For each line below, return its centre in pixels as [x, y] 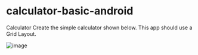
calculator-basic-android [70, 11]
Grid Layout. [21, 33]
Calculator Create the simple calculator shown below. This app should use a [99, 27]
